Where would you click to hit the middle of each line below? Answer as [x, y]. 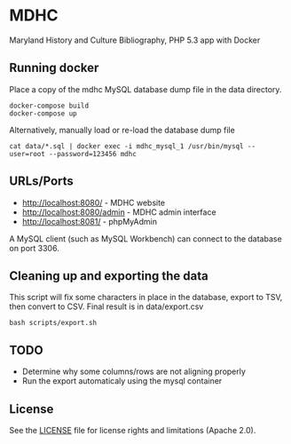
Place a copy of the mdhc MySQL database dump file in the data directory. [145, 89]
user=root [28, 154]
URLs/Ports [41, 182]
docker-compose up [43, 113]
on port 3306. [34, 248]
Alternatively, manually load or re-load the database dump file [122, 130]
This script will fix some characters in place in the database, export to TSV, [146, 297]
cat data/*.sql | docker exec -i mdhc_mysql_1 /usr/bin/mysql [126, 146]
